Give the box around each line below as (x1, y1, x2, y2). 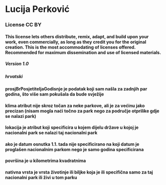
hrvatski (5, 73, 23, 79)
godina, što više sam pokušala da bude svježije (5, 91, 104, 97)
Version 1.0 (5, 61, 29, 67)
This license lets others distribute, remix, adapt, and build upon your (5, 33, 149, 39)
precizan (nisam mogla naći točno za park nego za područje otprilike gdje (5, 108, 160, 114)
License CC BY (5, 21, 42, 28)
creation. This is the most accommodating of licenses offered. (5, 44, 136, 50)
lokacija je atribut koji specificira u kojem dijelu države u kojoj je (5, 124, 139, 130)
